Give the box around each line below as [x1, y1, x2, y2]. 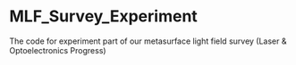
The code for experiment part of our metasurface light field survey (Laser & [9, 36, 287, 46]
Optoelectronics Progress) [9, 45, 106, 55]
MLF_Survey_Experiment [9, 6, 199, 27]
